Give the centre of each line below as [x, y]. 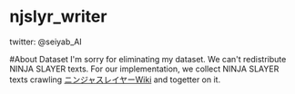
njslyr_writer [58, 17]
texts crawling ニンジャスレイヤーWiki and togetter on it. [115, 80]
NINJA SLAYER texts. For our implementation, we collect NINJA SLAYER [144, 69]
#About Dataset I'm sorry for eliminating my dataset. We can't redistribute [148, 59]
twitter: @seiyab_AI [46, 42]
